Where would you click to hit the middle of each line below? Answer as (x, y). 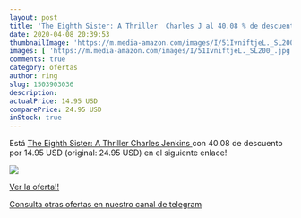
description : (34, 92)
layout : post (34, 17)
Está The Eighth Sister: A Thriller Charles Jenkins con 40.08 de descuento (146, 144)
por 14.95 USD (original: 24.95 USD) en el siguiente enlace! (118, 153)
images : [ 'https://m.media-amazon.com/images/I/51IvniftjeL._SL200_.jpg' (152, 51)
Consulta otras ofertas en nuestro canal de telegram (106, 205)
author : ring (34, 76)
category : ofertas (43, 68)
